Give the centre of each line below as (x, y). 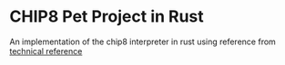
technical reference (46, 51)
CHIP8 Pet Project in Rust (107, 17)
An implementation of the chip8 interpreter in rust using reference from (142, 42)
